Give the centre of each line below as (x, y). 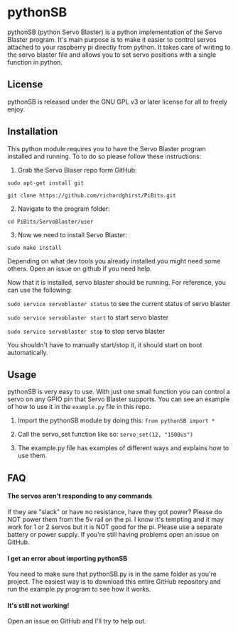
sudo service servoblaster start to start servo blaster (88, 317)
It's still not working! (38, 605)
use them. (32, 456)
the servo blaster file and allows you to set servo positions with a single (112, 55)
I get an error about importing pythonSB (67, 558)
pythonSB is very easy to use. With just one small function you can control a (119, 392)
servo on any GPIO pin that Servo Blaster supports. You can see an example (118, 399)
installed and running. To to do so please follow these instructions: (104, 156)
